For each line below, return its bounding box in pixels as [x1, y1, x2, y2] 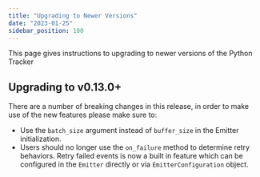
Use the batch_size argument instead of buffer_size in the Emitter [19, 126, 239, 135]
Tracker [8, 57, 34, 66]
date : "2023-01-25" [8, 19, 74, 27]
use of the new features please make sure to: [8, 110, 158, 120]
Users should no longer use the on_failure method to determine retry [19, 143, 250, 152]
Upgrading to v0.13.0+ [8, 80, 122, 94]
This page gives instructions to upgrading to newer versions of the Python [8, 49, 253, 58]
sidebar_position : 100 [8, 26, 84, 34]
